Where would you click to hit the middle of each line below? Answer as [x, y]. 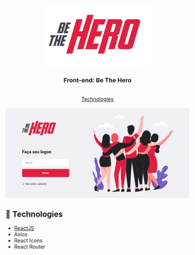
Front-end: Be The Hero [97, 81]
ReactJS [24, 228]
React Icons [28, 240]
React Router [29, 247]
